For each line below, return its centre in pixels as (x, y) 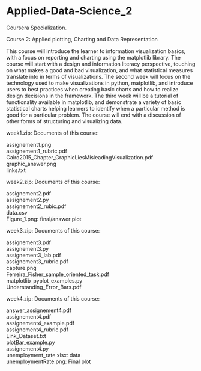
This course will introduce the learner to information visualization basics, (96, 51)
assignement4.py (28, 348)
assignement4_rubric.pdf (37, 330)
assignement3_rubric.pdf (37, 261)
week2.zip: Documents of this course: (53, 182)
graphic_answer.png (31, 164)
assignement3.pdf (29, 242)
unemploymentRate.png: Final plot (49, 361)
